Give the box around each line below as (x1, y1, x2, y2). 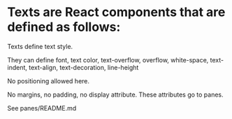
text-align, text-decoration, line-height (29, 63, 139, 71)
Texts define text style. (7, 42, 73, 50)
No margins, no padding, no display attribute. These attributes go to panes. (7, 90, 224, 99)
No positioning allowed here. (7, 76, 89, 85)
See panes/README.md (7, 104, 77, 112)
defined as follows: (7, 19, 121, 35)
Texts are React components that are (7, 4, 226, 20)
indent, (7, 63, 28, 71)
